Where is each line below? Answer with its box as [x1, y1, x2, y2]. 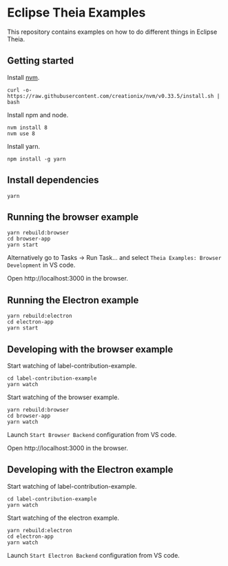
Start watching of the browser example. [7, 393, 119, 401]
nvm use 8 [7, 130, 36, 137]
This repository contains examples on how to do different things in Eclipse [7, 28, 218, 36]
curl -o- [7, 86, 32, 94]
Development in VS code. [7, 261, 76, 270]
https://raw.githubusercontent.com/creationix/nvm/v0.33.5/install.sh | [7, 92, 220, 99]
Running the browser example [7, 211, 139, 223]
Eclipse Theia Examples [7, 5, 146, 21]
